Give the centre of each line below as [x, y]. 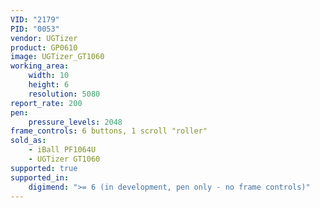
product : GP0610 [44, 47]
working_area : [40, 66]
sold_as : [28, 141]
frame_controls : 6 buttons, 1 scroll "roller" [109, 131]
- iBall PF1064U [62, 150]
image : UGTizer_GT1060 [57, 57]
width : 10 [49, 76]
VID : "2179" [35, 19]
